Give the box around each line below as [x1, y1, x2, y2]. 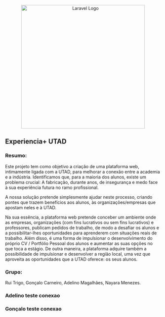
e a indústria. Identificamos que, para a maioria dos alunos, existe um [5, 174, 147, 180]
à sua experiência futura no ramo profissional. [5, 184, 99, 190]
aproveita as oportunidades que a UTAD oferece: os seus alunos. [5, 256, 138, 262]
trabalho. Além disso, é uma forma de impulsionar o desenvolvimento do [5, 235, 153, 241]
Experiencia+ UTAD [5, 137, 67, 146]
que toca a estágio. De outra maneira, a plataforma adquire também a [5, 245, 147, 252]
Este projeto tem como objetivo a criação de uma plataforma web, [5, 163, 139, 169]
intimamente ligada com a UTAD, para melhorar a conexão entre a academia [5, 169, 161, 175]
